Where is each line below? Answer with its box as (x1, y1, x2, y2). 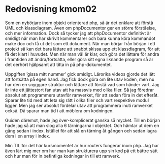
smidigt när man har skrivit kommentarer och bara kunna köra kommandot (5, 35, 156, 41)
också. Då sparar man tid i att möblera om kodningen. (5, 107, 114, 114)
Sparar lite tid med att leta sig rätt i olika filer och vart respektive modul (5, 97, 149, 103)
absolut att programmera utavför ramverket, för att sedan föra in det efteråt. (5, 92, 159, 98)
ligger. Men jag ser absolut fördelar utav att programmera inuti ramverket (5, 102, 153, 108)
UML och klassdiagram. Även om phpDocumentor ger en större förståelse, (5, 25, 156, 31)
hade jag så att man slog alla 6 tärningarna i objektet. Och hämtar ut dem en (5, 122, 159, 129)
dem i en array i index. (5, 133, 50, 139)
